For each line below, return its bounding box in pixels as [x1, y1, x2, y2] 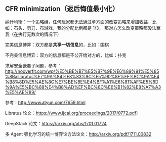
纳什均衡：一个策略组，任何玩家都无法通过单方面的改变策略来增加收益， [5, 19, 152, 25]
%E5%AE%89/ [5, 89, 36, 95]
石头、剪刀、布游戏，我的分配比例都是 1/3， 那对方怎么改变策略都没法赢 [13, 25, 161, 31]
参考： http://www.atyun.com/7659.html [5, 99, 85, 105]
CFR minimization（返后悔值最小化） [5, 4, 119, 13]
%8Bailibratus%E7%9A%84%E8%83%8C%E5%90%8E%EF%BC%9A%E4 [5, 73, 160, 79]
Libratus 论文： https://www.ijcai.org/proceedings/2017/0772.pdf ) [5, 110, 138, 116]
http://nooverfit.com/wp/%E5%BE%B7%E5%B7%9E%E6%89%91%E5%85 [5, 68, 160, 74]
